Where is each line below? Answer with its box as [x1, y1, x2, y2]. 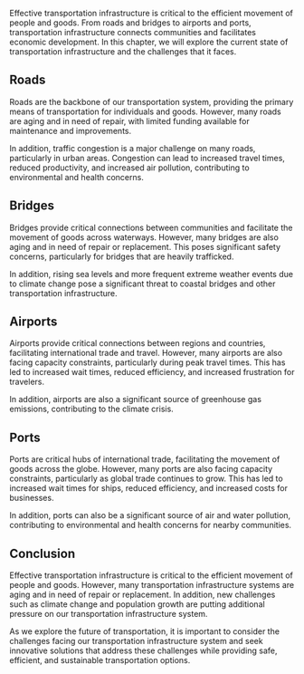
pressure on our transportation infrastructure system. [9, 609, 208, 620]
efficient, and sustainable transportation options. [9, 655, 191, 666]
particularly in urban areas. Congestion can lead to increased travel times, [9, 152, 285, 163]
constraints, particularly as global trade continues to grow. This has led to [9, 473, 283, 484]
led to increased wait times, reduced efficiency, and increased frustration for [9, 367, 296, 378]
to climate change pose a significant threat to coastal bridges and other [9, 278, 276, 289]
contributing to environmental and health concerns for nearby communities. [9, 520, 292, 531]
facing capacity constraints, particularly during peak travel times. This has [9, 357, 286, 368]
